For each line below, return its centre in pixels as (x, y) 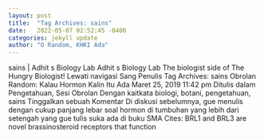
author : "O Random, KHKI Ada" (59, 45)
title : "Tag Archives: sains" (60, 23)
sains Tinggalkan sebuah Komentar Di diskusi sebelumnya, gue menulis (126, 102)
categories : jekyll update (53, 38)
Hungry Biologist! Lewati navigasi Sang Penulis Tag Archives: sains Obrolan (132, 76)
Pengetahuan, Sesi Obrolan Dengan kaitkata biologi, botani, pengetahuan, (130, 93)
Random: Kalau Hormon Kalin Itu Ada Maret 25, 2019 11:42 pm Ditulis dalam (132, 85)
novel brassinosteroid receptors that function (83, 127)
